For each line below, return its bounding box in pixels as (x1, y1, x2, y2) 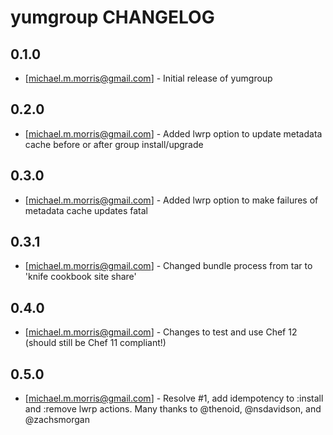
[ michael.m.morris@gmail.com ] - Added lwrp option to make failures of (24, 194, 319, 206)
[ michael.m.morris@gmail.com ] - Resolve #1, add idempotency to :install (24, 392, 324, 405)
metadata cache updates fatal (24, 204, 148, 216)
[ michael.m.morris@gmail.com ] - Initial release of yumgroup (24, 72, 273, 84)
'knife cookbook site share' (24, 271, 137, 283)
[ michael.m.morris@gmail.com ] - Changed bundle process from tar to (24, 260, 313, 272)
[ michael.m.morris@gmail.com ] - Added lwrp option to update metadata (24, 127, 323, 140)
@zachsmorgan (24, 414, 90, 426)
